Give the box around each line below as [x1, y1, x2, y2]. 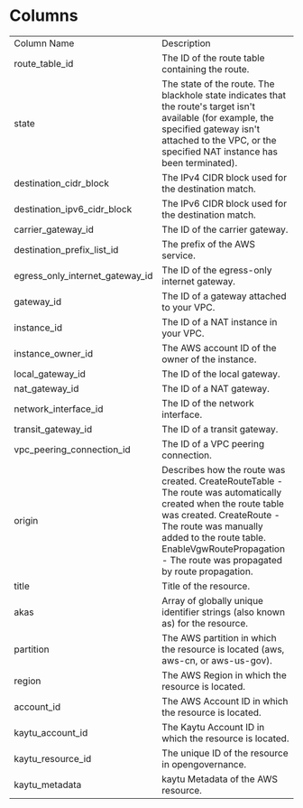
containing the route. [161, 62, 250, 75]
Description [161, 37, 211, 50]
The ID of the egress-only [161, 264, 272, 276]
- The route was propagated [161, 553, 282, 566]
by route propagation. [161, 565, 253, 578]
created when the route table [161, 497, 284, 510]
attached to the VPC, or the [161, 134, 277, 146]
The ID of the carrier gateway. [161, 223, 289, 236]
